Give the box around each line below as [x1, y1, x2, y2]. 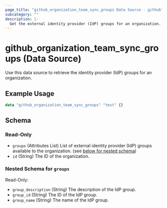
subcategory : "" [5, 12, 39, 17]
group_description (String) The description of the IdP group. [12, 186, 136, 192]
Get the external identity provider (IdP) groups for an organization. [9, 21, 162, 26]
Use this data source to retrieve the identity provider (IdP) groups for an [5, 70, 152, 76]
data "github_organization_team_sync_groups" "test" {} [5, 103, 123, 107]
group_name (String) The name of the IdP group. [12, 197, 109, 203]
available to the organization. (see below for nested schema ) [12, 148, 137, 154]
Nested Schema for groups [5, 165, 70, 172]
